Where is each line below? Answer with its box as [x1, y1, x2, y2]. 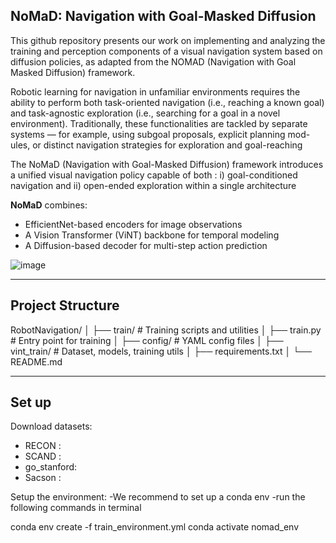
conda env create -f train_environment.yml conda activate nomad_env [10, 521, 300, 533]
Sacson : [24, 472, 62, 484]
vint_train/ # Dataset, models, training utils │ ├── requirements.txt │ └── [10, 345, 312, 357]
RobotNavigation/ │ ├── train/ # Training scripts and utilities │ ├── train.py [10, 324, 322, 336]
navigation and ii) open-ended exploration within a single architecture [10, 179, 297, 191]
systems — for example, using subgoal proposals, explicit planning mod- [10, 128, 311, 140]
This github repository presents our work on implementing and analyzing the [10, 34, 326, 46]
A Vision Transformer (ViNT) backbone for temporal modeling [24, 229, 280, 241]
